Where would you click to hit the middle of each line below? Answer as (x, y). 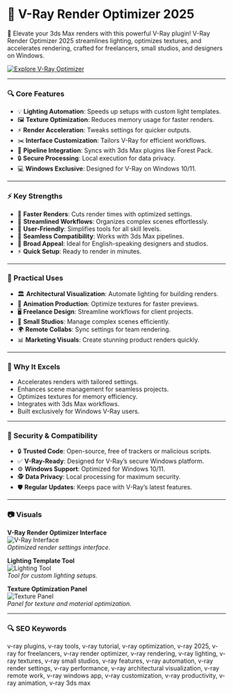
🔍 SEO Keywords (37, 628)
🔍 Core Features (36, 94)
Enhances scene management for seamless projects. (93, 389)
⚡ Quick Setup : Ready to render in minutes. (79, 251)
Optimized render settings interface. (59, 547)
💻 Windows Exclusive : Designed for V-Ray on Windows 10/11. (106, 168)
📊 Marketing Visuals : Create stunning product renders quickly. (108, 340)
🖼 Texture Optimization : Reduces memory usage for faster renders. (116, 120)
